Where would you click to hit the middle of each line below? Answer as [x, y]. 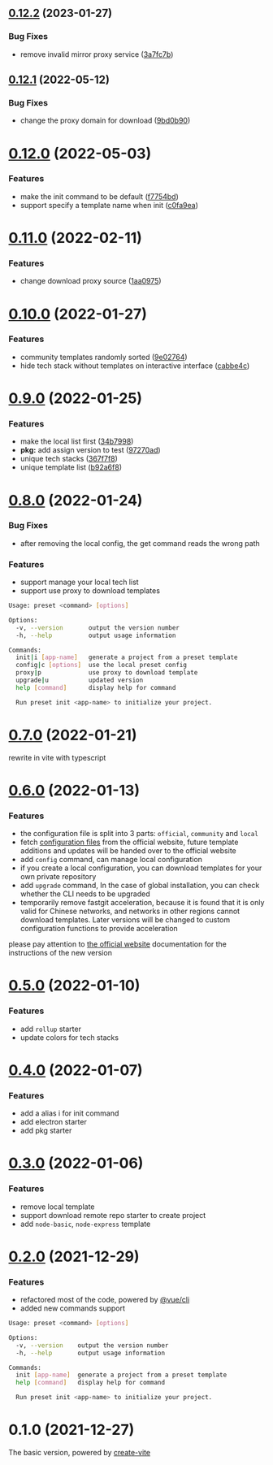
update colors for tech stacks [69, 1037]
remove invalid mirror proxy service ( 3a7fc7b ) [97, 54]
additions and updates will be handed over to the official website [128, 851]
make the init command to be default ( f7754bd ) [99, 196]
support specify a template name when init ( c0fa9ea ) [109, 205]
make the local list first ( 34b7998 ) [77, 441]
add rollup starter [50, 1029]
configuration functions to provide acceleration [99, 929]
